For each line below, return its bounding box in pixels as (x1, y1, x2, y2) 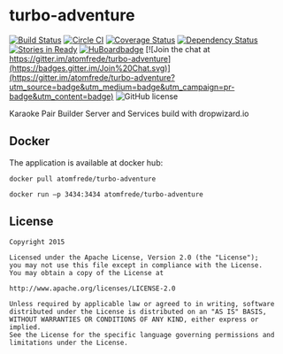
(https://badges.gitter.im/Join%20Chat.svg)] (9, 63, 171, 73)
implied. (9, 322, 42, 332)
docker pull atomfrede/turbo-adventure (9, 174, 157, 183)
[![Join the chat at (145, 43, 210, 54)
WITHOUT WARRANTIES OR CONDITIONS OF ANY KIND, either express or (9, 315, 259, 324)
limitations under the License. (9, 338, 128, 347)
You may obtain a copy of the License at (9, 268, 164, 277)
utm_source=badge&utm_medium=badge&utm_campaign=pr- (9, 81, 235, 92)
